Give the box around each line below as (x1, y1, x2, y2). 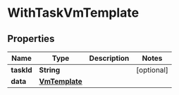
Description (89, 54, 130, 63)
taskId (11, 65, 33, 75)
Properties (7, 33, 55, 45)
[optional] (136, 65, 169, 75)
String (39, 65, 61, 75)
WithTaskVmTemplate (7, 5, 140, 21)
